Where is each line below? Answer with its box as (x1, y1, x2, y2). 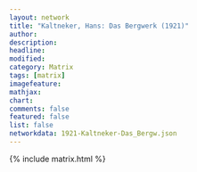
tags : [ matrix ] (9, 71, 66, 80)
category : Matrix (9, 63, 74, 72)
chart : (9, 95, 34, 105)
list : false (9, 121, 53, 130)
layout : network (9, 12, 70, 22)
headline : (9, 46, 46, 55)
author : (9, 29, 38, 38)
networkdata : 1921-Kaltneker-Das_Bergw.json (9, 129, 177, 138)
